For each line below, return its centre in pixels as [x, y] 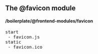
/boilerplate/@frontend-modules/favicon [49, 21]
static [13, 42]
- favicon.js [24, 37]
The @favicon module [40, 8]
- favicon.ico [25, 47]
